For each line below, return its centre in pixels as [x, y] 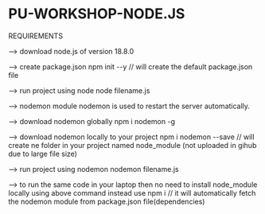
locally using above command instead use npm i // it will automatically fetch [132, 193]
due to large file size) [43, 154]
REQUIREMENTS [36, 36]
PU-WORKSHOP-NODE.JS [97, 14]
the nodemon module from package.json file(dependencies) [107, 201]
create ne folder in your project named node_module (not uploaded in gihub [132, 145]
